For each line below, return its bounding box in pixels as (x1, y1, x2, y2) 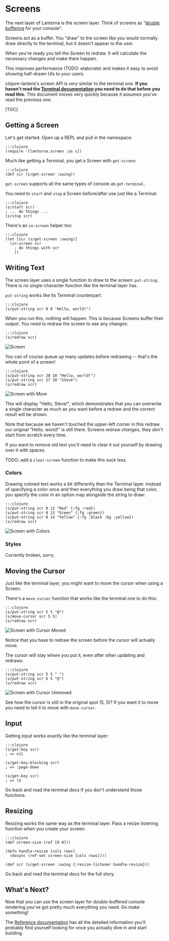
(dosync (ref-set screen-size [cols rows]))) (10, 853, 107, 858)
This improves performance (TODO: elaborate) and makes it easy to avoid (5, 65, 158, 71)
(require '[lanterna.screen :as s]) (5, 149, 82, 154)
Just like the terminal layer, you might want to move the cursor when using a (5, 580, 163, 586)
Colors (5, 469, 22, 476)
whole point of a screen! (5, 359, 56, 365)
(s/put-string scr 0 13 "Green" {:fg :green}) (5, 510, 105, 515)
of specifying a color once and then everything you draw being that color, (5, 486, 158, 492)
